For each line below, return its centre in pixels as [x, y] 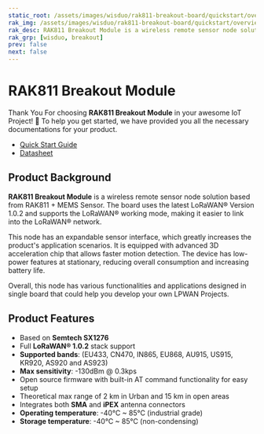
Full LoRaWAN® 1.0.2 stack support [77, 346]
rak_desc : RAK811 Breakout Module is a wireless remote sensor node [123, 30]
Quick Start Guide [48, 144]
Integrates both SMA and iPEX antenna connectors [103, 404]
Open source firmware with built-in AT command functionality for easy [134, 379]
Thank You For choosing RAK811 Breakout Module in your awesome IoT [125, 112]
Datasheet [36, 153]
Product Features [51, 319]
